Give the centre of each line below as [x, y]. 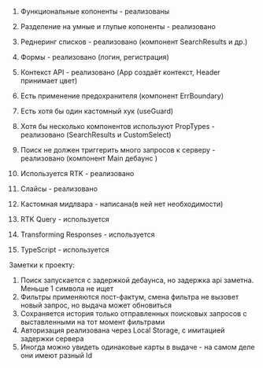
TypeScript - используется [65, 250]
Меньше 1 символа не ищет [67, 289]
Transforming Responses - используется [88, 234]
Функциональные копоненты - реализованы [95, 11]
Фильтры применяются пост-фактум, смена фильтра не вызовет [130, 297]
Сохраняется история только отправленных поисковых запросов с [133, 313]
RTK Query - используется [65, 219]
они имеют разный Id [56, 355]
